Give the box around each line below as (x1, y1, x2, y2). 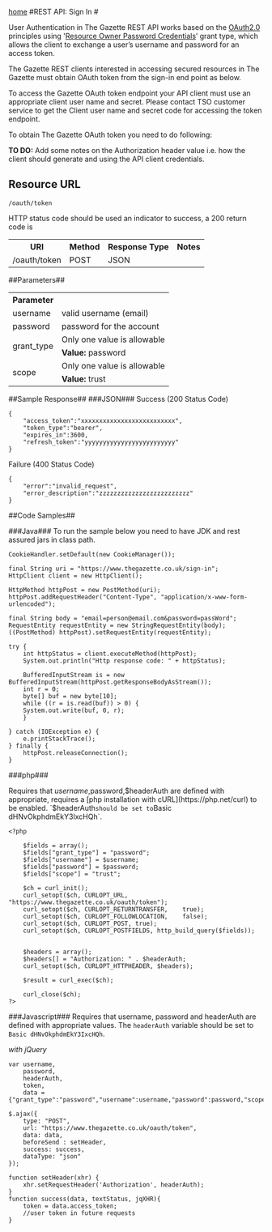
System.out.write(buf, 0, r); (23, 706, 125, 714)
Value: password (61, 347, 126, 358)
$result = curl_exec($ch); (23, 976, 114, 984)
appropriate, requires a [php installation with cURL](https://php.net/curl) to (8, 794, 257, 804)
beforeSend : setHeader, (23, 1138, 107, 1146)
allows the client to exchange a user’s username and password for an (8, 40, 240, 49)
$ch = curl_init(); (23, 884, 89, 892)
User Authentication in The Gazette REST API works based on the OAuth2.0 (8, 23, 261, 32)
